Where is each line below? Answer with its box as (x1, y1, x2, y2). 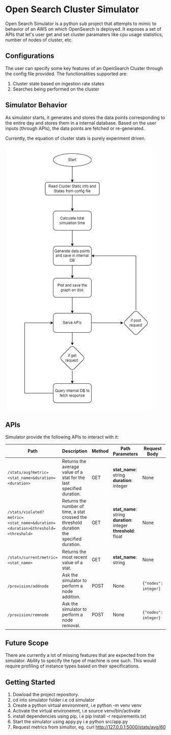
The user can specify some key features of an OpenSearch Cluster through (5, 65, 163, 71)
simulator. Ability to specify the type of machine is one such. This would (5, 658, 156, 664)
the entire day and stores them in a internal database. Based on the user (5, 120, 157, 126)
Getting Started (5, 678, 55, 686)
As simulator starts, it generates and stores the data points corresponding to (5, 114, 165, 121)
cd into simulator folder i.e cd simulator (12, 697, 95, 703)
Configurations (5, 52, 54, 60)
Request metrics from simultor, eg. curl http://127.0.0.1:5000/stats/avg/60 (12, 724, 166, 730)
